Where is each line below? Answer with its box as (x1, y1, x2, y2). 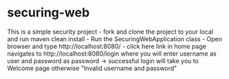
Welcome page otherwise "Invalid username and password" (7, 64, 177, 72)
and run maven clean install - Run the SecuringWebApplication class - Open (7, 34, 222, 43)
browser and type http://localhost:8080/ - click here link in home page (7, 42, 206, 50)
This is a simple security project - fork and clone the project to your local (7, 27, 213, 36)
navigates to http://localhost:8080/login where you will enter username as (7, 49, 217, 58)
